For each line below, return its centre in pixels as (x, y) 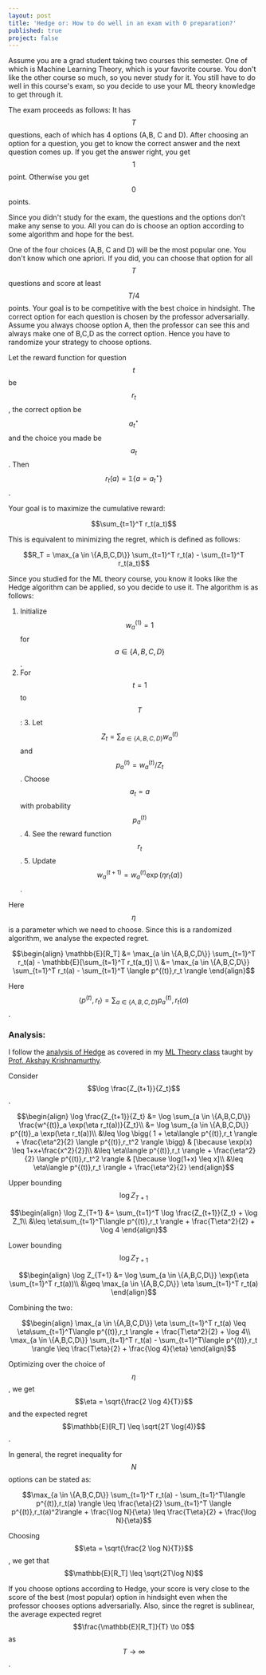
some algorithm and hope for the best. (71, 234)
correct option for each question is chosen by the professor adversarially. (129, 317)
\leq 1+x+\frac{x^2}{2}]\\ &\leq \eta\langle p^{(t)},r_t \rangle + (112, 1150)
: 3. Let (31, 723)
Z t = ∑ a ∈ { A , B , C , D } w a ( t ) (140, 736)
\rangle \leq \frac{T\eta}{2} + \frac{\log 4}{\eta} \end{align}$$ (134, 1348)
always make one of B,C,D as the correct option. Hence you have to (119, 334)
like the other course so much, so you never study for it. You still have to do (132, 77)
